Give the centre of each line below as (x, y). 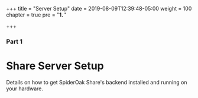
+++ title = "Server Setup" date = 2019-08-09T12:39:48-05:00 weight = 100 (99, 9)
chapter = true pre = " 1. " (36, 15)
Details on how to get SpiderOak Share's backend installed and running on (97, 82)
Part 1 (14, 41)
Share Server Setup (55, 66)
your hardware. (25, 89)
